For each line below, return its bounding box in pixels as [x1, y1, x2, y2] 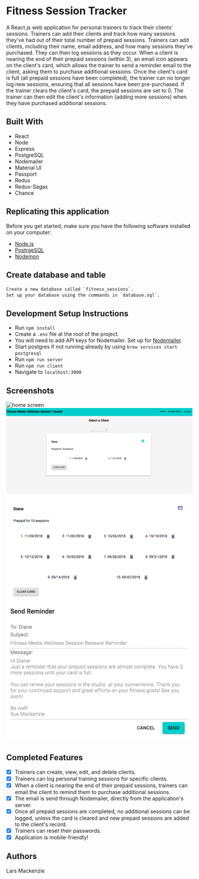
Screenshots [6, 385, 54, 396]
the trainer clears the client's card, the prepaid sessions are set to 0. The [6, 87, 184, 94]
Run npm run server [14, 356, 63, 363]
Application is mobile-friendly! [14, 833, 89, 841]
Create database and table [6, 270, 106, 280]
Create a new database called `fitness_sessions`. [6, 286, 134, 292]
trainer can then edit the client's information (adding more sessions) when [6, 93, 187, 100]
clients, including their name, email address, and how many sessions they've [6, 43, 193, 50]
